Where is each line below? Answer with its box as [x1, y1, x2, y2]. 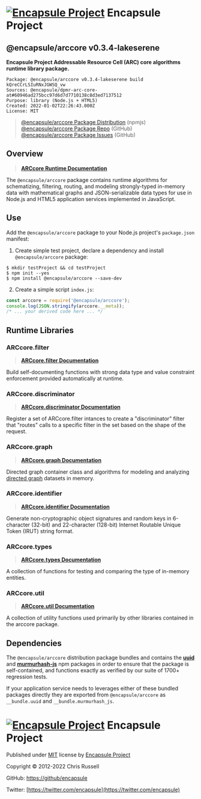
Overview [6, 149, 44, 159]
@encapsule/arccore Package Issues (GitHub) [20, 131, 136, 138]
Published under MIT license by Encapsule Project [6, 751, 131, 759]
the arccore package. [6, 621, 59, 628]
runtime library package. [6, 65, 70, 72]
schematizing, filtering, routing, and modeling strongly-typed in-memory [6, 182, 185, 190]
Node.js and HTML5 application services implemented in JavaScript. [6, 195, 176, 202]
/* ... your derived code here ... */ [6, 309, 103, 315]
